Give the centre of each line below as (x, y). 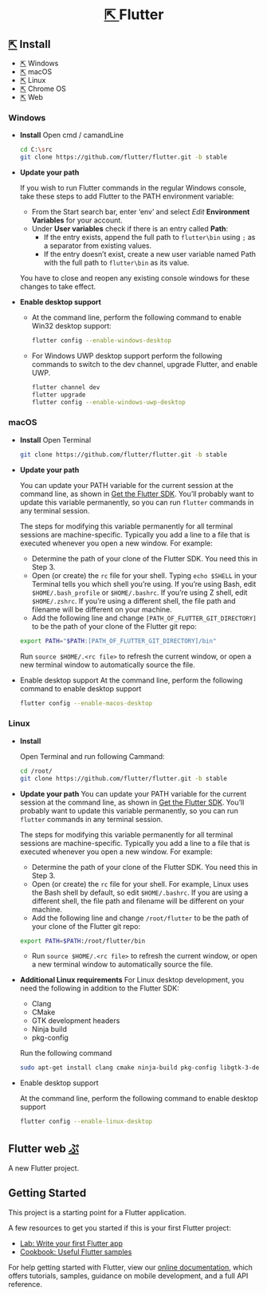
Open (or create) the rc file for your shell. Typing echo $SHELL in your (144, 575)
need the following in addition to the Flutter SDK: (99, 988)
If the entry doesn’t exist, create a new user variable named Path (150, 254)
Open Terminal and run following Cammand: (92, 756)
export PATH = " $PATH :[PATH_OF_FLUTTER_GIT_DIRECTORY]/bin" (118, 641)
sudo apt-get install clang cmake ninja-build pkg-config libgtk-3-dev (141, 1068)
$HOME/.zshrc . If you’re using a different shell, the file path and (134, 600)
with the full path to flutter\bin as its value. (116, 263)
